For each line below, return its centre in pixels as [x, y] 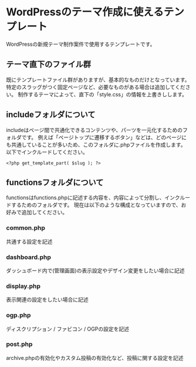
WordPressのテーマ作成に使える [85, 12]
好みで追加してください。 [37, 213]
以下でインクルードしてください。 [47, 152]
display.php [23, 286]
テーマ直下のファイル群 [48, 64]
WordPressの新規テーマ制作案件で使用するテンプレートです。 [81, 44]
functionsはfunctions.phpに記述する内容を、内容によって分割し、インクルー [98, 198]
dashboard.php [29, 257]
